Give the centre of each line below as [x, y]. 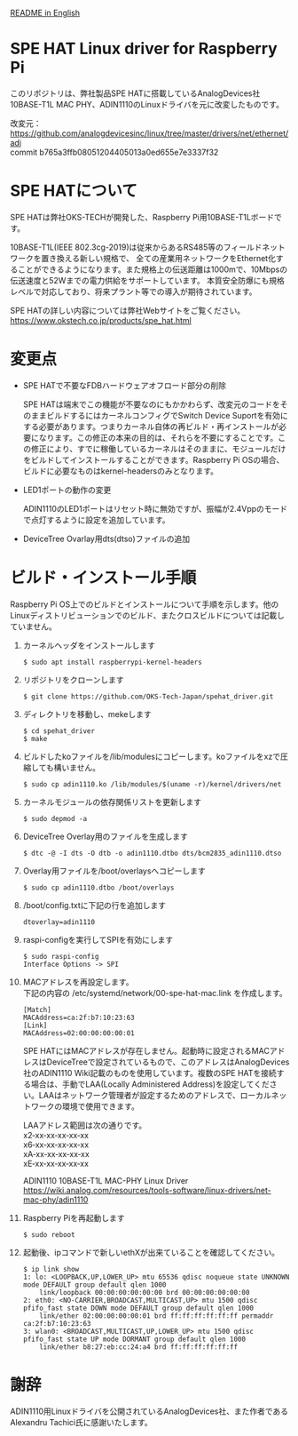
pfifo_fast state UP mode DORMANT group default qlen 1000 [134, 1339]
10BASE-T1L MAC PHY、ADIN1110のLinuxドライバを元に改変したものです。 [147, 104]
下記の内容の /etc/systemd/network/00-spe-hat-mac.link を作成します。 [155, 993]
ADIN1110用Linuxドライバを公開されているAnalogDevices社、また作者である [149, 1411]
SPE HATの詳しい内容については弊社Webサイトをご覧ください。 [128, 310]
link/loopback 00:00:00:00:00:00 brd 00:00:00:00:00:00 [145, 1292]
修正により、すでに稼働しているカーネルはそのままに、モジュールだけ [158, 449]
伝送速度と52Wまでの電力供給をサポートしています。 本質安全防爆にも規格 [147, 280]
